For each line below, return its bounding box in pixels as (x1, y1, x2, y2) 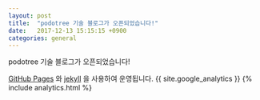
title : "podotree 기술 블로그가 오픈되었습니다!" (8, 19, 158, 27)
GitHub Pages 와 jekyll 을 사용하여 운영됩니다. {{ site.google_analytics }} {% (8, 74, 253, 84)
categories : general (8, 34, 78, 42)
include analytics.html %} (8, 83, 93, 93)
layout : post (8, 11, 52, 20)
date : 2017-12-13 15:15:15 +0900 (8, 26, 127, 34)
